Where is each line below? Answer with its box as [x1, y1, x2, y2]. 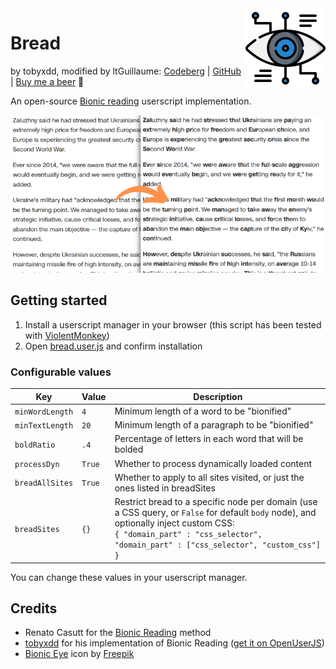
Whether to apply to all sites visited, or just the [114, 471, 305, 483]
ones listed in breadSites [114, 482, 216, 494]
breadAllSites [14, 478, 74, 489]
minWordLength [14, 407, 74, 417]
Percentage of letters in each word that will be [114, 433, 304, 445]
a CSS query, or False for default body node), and [114, 507, 317, 519]
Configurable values [10, 365, 112, 379]
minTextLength [14, 421, 74, 431]
